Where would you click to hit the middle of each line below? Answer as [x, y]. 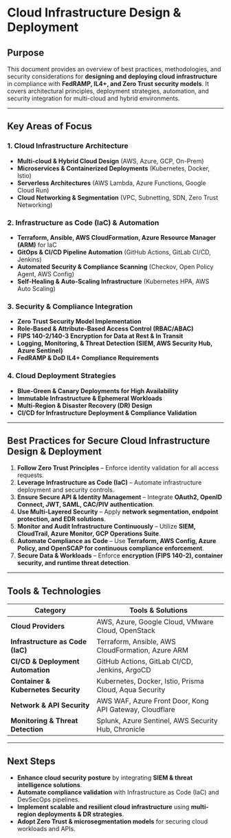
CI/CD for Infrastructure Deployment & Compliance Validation [107, 412]
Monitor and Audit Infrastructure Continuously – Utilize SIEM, [106, 527]
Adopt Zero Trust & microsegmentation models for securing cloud [112, 822]
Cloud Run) [33, 190]
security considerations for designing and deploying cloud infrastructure [112, 76]
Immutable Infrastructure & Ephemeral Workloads [90, 398]
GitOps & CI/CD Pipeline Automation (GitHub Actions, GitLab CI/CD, [114, 252]
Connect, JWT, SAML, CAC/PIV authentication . [86, 505]
